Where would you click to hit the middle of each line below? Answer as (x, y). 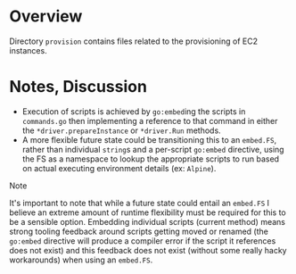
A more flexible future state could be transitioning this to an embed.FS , (149, 139)
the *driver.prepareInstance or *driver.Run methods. (121, 130)
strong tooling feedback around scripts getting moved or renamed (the (139, 231)
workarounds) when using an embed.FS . (81, 260)
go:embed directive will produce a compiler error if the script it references (143, 241)
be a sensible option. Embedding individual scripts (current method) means (147, 221)
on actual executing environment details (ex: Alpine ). (119, 168)
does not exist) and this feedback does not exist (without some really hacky (148, 250)
